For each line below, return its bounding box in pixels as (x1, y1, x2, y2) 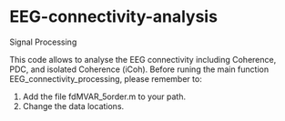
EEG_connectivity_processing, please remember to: (9, 73, 202, 84)
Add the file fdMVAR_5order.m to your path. (22, 91, 187, 102)
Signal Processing (9, 36, 77, 47)
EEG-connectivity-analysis (9, 6, 219, 27)
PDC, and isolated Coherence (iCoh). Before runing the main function (9, 64, 270, 75)
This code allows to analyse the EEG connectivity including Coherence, (9, 54, 277, 65)
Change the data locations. (22, 100, 125, 111)
